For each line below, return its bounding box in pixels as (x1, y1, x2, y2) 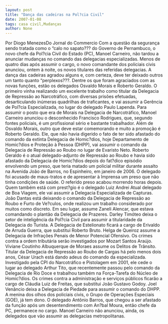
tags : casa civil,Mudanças (5, 21, 62, 27)
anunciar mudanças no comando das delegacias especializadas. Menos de (5, 56, 160, 62)
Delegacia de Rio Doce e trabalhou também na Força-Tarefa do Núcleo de (5, 270, 158, 276)
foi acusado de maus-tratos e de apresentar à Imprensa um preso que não (5, 174, 159, 180)
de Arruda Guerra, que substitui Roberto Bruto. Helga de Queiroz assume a (5, 227, 160, 233)
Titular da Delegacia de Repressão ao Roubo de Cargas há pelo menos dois (5, 249, 161, 255)
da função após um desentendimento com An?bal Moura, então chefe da (5, 302, 156, 308)
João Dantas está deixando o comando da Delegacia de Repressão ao (5, 195, 150, 202)
